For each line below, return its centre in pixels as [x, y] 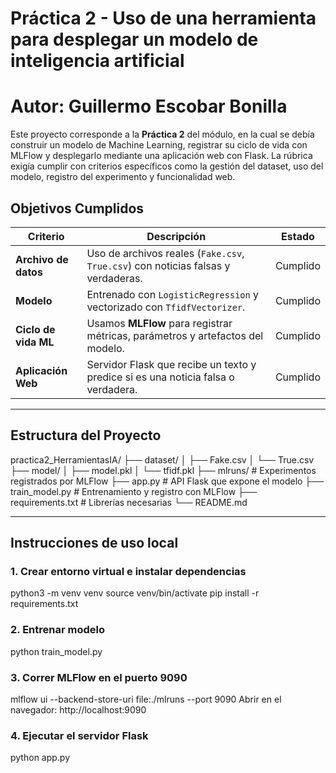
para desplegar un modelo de [134, 39]
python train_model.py [56, 651]
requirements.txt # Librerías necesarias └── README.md [129, 502]
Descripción [176, 236]
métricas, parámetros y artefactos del [175, 335]
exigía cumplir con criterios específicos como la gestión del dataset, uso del [167, 166]
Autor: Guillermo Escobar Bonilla [149, 106]
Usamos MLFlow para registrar [159, 323]
